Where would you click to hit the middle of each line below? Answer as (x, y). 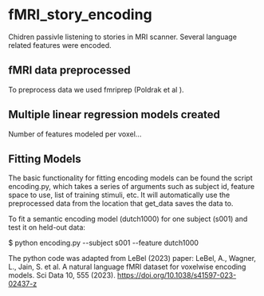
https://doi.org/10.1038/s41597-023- (177, 275)
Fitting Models (45, 158)
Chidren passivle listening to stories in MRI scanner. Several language (123, 37)
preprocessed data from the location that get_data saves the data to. (121, 203)
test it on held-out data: (47, 227)
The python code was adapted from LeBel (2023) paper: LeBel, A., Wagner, (132, 259)
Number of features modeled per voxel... (75, 134)
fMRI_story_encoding (81, 15)
